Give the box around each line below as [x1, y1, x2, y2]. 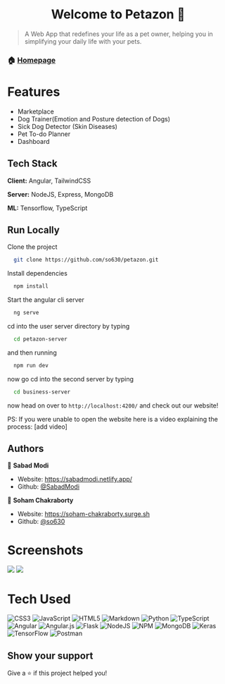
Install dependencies [7, 269, 68, 278]
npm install [13, 283, 49, 290]
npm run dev [13, 362, 49, 369]
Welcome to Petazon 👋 [51, 6, 186, 23]
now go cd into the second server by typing [7, 374, 134, 383]
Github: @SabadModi [17, 482, 79, 491]
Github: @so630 [17, 518, 65, 526]
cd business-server [13, 388, 71, 396]
